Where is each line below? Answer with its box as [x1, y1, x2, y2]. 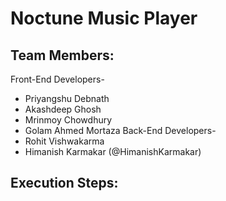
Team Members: [10, 47, 115, 64]
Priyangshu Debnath [24, 93, 110, 104]
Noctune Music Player [10, 7, 198, 30]
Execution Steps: [10, 175, 119, 192]
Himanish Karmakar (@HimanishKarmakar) [24, 146, 202, 157]
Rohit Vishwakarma [24, 135, 105, 147]
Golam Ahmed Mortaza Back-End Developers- [24, 125, 217, 136]
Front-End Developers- [10, 73, 105, 85]
